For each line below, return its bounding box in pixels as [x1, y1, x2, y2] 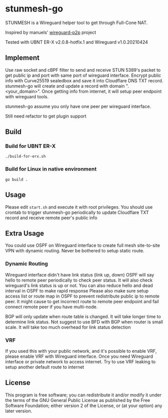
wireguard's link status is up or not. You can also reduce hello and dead [5, 282, 153, 289]
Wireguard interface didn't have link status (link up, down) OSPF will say [5, 271, 154, 277]
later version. [5, 407, 33, 414]
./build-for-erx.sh [5, 154, 46, 159]
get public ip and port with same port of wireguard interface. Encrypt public [5, 72, 161, 78]
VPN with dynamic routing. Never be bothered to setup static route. [5, 248, 144, 254]
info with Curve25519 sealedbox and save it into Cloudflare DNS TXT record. [5, 77, 163, 83]
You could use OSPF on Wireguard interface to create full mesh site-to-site [5, 242, 160, 248]
